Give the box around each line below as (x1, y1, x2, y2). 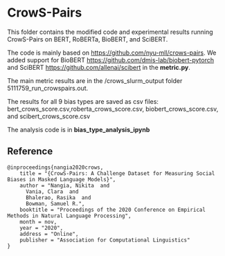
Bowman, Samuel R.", (25, 200, 85, 207)
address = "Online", (19, 230, 79, 237)
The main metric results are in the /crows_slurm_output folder (7, 76, 183, 84)
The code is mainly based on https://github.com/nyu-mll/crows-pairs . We (7, 48, 217, 57)
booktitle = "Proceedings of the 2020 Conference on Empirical (19, 206, 206, 213)
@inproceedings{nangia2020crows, (7, 164, 104, 171)
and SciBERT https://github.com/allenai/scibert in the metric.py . (7, 63, 190, 71)
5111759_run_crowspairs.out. (7, 84, 89, 92)
